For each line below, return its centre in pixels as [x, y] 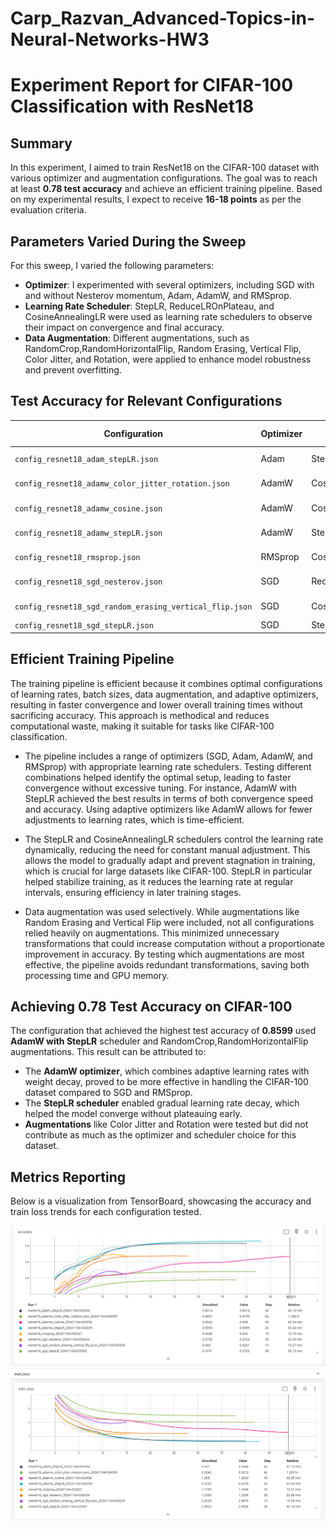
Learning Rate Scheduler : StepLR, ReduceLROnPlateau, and [149, 306]
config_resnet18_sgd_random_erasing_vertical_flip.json [133, 607]
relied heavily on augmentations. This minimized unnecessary [152, 933]
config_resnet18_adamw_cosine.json [88, 508]
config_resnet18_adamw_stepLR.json [88, 533]
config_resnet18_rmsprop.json [77, 558]
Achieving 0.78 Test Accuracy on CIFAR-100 [151, 1007]
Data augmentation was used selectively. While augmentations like [162, 911]
